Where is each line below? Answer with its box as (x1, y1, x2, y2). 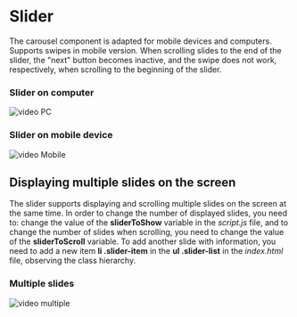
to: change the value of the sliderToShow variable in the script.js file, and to (9, 217, 288, 228)
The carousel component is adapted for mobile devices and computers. (9, 36, 272, 46)
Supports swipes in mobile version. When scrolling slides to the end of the (9, 45, 283, 55)
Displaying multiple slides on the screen (9, 175, 236, 190)
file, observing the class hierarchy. (9, 256, 136, 266)
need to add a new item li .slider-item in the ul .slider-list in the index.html (9, 246, 284, 256)
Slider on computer (9, 86, 95, 99)
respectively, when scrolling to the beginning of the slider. (9, 64, 222, 75)
